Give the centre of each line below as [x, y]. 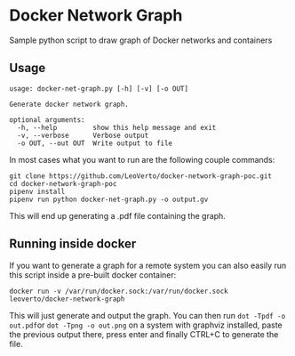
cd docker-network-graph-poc [63, 183]
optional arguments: [48, 120]
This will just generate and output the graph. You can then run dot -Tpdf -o [147, 315]
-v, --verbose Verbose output [83, 135]
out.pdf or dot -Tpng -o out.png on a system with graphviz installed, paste [146, 325]
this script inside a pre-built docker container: [93, 275]
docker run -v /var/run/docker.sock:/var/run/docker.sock [119, 291]
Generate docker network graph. [69, 104]
